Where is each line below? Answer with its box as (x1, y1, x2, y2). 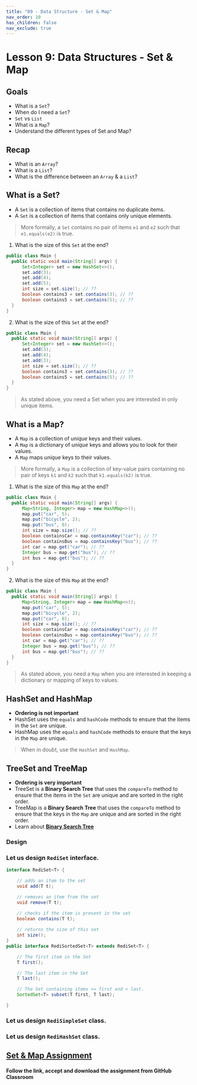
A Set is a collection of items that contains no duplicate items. (14, 205, 165, 213)
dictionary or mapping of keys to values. (20, 677, 120, 684)
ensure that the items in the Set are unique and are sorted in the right (14, 791, 183, 799)
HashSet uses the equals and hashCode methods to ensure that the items (14, 716, 190, 723)
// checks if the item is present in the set (17, 910, 131, 916)
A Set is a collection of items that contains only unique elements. (14, 212, 173, 219)
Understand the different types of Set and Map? (14, 128, 132, 135)
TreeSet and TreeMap (6, 763, 88, 773)
